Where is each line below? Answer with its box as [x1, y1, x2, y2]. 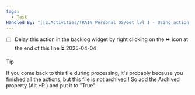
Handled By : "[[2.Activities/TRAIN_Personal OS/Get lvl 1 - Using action [6, 19, 190, 25]
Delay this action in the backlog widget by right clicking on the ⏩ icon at [14, 36, 189, 43]
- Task [11, 14, 27, 20]
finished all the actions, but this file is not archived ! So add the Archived [6, 76, 180, 83]
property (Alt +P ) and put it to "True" [6, 82, 96, 89]
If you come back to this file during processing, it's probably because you [6, 70, 183, 77]
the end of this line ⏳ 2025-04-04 [14, 45, 96, 52]
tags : [6, 8, 19, 15]
